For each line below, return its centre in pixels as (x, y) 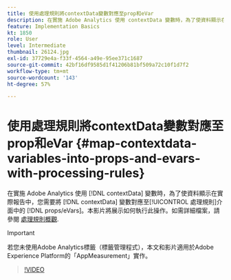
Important (21, 233)
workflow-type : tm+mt (38, 71)
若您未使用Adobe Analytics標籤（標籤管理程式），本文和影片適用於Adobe (111, 247)
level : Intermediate (37, 46)
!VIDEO (34, 270)
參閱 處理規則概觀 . (33, 219)
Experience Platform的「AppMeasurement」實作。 (79, 256)
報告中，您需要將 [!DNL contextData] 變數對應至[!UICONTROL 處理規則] (115, 202)
